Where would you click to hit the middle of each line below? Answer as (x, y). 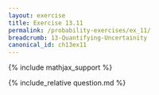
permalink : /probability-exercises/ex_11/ (79, 30)
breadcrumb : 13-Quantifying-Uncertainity (78, 38)
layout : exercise (37, 15)
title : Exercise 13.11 (46, 23)
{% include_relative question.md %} (67, 83)
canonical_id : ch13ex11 (48, 45)
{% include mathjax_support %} (60, 67)
